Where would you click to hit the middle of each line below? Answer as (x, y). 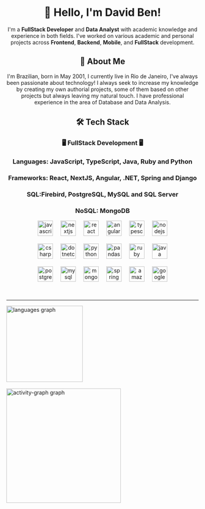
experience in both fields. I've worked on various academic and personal (103, 35)
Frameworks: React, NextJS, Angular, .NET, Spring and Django (103, 178)
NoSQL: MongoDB (103, 211)
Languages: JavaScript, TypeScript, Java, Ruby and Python (103, 161)
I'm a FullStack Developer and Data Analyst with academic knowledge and (103, 29)
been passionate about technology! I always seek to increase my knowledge (103, 82)
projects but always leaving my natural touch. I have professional (103, 96)
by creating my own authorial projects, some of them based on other (103, 89)
